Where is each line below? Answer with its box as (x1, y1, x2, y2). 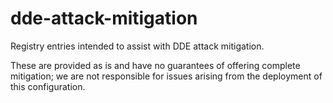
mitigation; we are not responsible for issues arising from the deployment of (10, 70, 323, 82)
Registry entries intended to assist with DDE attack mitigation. (10, 40, 265, 52)
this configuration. (10, 80, 86, 92)
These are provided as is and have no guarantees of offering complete (10, 59, 301, 71)
